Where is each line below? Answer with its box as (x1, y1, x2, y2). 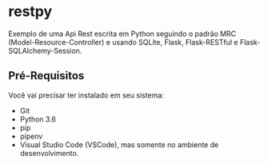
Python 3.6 (19, 114, 56, 124)
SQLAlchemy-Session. (8, 46, 82, 55)
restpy (8, 2, 53, 21)
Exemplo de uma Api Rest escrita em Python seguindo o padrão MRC (8, 29, 237, 38)
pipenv (19, 131, 43, 141)
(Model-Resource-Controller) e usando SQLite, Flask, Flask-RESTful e (8, 37, 238, 46)
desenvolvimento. (19, 148, 79, 158)
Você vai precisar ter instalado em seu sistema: (8, 90, 164, 100)
